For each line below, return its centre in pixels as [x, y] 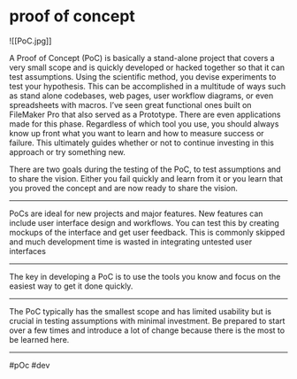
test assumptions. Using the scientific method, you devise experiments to [143, 76]
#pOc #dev [30, 365]
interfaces [28, 251]
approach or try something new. [68, 151]
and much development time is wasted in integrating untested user [131, 242]
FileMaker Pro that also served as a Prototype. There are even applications [145, 114]
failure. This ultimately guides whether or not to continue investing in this [141, 143]
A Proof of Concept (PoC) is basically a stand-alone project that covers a [142, 58]
